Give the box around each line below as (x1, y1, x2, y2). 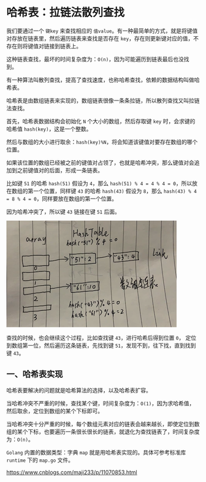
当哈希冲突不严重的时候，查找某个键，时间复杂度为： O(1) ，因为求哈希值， (6, 399, 195, 407)
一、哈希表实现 (6, 369, 63, 380)
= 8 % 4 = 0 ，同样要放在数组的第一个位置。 (6, 194, 118, 202)
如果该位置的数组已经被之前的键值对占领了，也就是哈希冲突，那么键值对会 (6, 159, 194, 166)
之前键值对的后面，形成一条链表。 (17, 166, 103, 174)
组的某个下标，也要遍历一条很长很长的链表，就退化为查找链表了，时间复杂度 (6, 427, 200, 435)
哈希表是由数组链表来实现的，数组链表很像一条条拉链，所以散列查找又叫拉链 (6, 96, 200, 104)
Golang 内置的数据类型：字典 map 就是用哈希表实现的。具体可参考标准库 (6, 448, 186, 456)
